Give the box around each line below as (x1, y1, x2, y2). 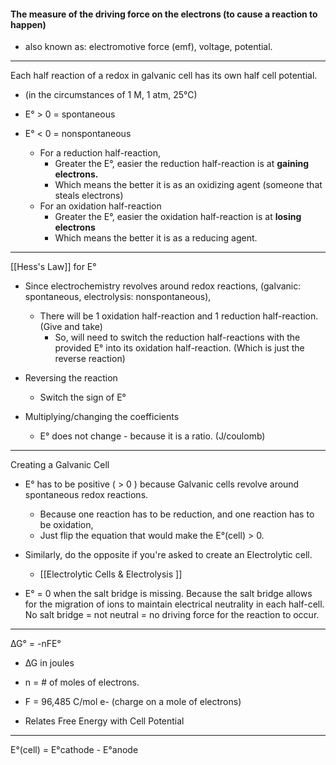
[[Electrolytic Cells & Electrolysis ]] (39, 568, 183, 580)
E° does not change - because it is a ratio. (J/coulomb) (39, 430, 266, 442)
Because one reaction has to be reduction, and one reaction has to (39, 508, 315, 520)
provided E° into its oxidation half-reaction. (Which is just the (54, 342, 305, 354)
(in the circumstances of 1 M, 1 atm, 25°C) (24, 89, 198, 101)
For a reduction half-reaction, (39, 147, 161, 159)
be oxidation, (39, 519, 94, 531)
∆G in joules (24, 657, 75, 669)
